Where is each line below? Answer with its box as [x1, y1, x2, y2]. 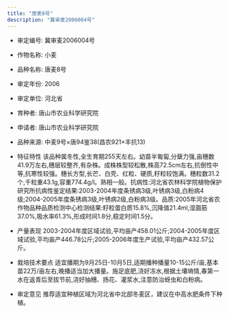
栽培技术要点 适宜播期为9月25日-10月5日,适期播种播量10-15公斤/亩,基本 [16, 258, 219, 267]
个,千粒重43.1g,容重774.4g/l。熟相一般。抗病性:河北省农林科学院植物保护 [16, 178, 222, 186]
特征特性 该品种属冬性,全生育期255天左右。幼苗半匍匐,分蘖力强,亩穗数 [16, 152, 215, 161]
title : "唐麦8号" [7, 10, 53, 17]
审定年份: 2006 [16, 79, 60, 87]
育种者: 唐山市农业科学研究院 [16, 109, 99, 117]
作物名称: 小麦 [16, 51, 57, 59]
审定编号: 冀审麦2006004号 [16, 36, 96, 44]
